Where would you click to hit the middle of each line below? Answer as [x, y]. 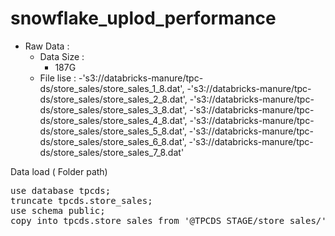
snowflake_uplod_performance [143, 18]
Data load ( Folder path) [59, 171]
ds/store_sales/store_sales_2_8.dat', [113, 99]
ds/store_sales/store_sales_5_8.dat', [113, 131]
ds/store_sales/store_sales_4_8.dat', [113, 120]
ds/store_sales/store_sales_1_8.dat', [112, 88]
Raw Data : [47, 46]
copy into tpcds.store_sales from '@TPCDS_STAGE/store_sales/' [168, 220]
